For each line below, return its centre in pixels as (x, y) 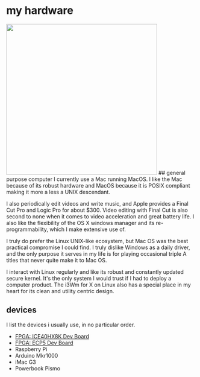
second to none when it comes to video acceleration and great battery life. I (100, 216)
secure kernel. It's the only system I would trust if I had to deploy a (89, 278)
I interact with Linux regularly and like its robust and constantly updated (95, 271)
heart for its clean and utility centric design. (60, 291)
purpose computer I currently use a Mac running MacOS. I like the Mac (94, 179)
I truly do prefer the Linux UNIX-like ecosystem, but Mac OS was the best (97, 241)
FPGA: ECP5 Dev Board (44, 343)
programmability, (27, 229)
